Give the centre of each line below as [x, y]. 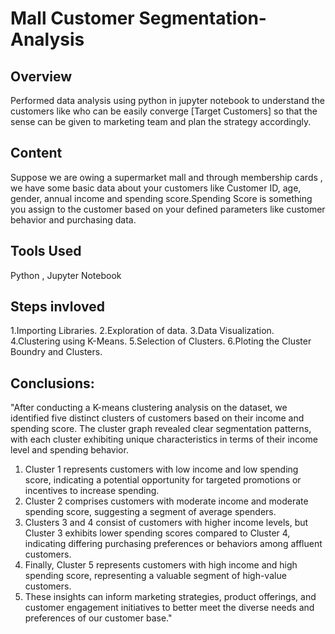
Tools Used [46, 251]
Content [36, 153]
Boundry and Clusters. [56, 352]
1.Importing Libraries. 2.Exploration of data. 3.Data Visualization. [142, 331]
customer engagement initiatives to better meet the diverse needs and [169, 608]
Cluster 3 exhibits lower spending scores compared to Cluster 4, [157, 533]
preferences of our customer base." [98, 618]
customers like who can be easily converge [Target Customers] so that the [164, 111]
